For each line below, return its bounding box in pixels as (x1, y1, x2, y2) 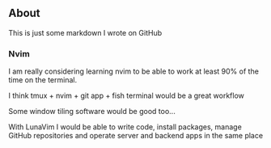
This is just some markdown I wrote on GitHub (8, 27, 163, 37)
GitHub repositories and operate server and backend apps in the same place (8, 131, 264, 141)
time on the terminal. (8, 75, 78, 85)
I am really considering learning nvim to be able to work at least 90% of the (8, 66, 259, 76)
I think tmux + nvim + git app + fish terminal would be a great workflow (8, 91, 244, 100)
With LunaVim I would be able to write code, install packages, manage (8, 122, 243, 132)
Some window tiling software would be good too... (8, 107, 176, 116)
